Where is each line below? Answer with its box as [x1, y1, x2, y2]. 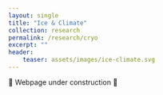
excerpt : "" [8, 41, 48, 49]
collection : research [8, 26, 81, 34]
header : [8, 48, 34, 56]
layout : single [8, 11, 59, 20]
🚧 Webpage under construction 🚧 [8, 77, 118, 87]
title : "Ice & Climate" [8, 19, 88, 27]
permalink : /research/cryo [8, 33, 98, 42]
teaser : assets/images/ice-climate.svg [22, 56, 156, 64]
